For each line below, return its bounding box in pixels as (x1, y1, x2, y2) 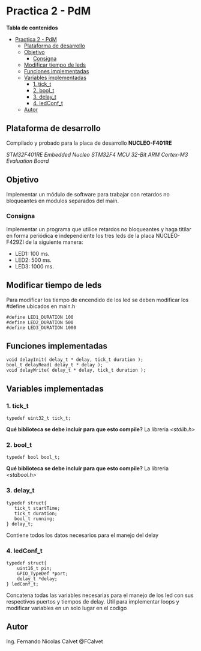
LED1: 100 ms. (14, 250, 50, 257)
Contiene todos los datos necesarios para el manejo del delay (6, 531, 159, 539)
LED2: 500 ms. (14, 256, 52, 264)
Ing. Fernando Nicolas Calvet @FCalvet (6, 638, 103, 645)
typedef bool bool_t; (6, 455, 61, 461)
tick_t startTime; (14, 505, 61, 511)
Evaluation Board (6, 157, 49, 165)
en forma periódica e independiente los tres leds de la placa (6, 232, 155, 239)
